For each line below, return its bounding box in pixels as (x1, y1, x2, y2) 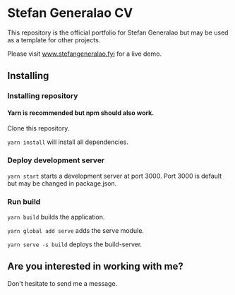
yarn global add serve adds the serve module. (7, 227, 145, 235)
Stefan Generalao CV (7, 5, 133, 21)
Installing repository (7, 91, 78, 101)
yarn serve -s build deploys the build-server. (7, 240, 143, 248)
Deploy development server (7, 155, 105, 165)
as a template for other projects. (7, 35, 101, 44)
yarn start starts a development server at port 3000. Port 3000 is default (7, 171, 222, 180)
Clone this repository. (7, 124, 70, 133)
